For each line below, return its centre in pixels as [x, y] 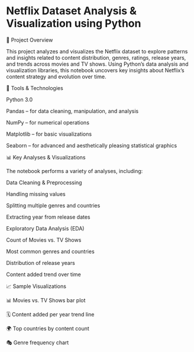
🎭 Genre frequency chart [38, 343]
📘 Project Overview [30, 40]
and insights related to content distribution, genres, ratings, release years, [96, 57]
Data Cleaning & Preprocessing [44, 183]
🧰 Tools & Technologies [35, 88]
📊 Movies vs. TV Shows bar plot [46, 300]
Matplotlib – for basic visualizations [49, 134]
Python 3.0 [20, 100]
